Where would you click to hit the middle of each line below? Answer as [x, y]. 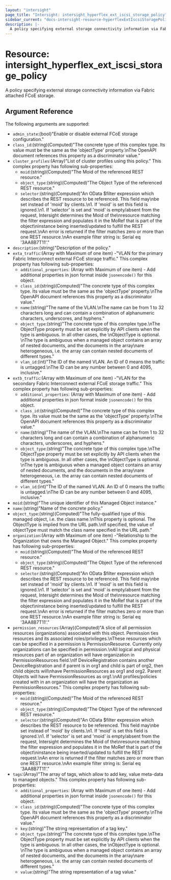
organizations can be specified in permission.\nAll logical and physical [86, 649]
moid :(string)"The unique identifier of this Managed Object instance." [84, 503]
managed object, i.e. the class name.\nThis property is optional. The [84, 519]
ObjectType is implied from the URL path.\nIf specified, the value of [83, 525]
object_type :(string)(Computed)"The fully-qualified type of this [79, 513]
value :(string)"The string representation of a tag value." [78, 872]
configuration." [28, 139]
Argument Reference [39, 112]
